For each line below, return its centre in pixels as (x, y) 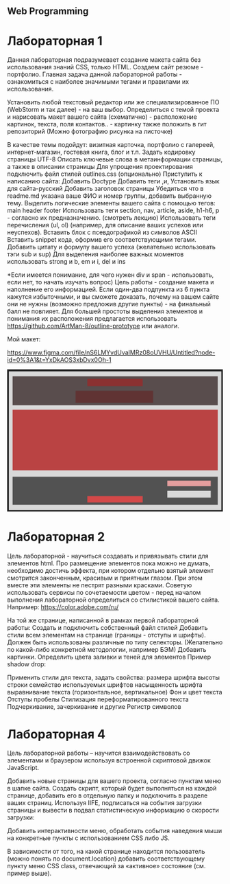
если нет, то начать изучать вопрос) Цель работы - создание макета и (111, 282)
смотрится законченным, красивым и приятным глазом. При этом (105, 578)
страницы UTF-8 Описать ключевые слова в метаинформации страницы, (115, 159)
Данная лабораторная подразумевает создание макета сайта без (104, 60)
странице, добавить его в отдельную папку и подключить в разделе (107, 795)
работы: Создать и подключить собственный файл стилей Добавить (107, 627)
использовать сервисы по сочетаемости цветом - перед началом (104, 592)
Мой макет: (24, 339)
